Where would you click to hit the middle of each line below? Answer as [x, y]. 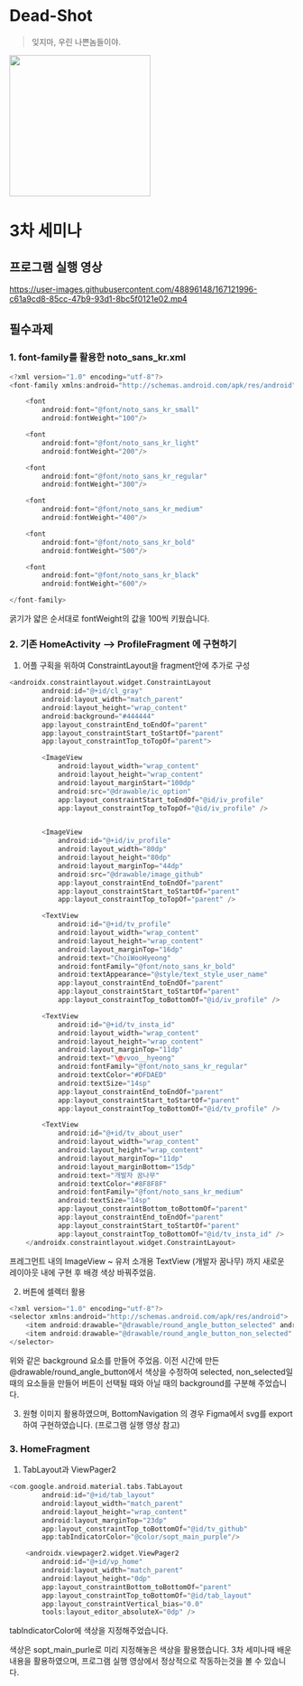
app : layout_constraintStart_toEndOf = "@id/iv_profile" [161, 800]
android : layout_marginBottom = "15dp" [126, 1166]
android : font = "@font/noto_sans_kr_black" [121, 576]
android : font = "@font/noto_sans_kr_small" [121, 410]
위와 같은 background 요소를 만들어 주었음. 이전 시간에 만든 [115, 1360]
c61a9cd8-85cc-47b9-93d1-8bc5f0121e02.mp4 [98, 298]
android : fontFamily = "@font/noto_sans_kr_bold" [147, 966]
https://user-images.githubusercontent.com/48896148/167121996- [133, 289]
